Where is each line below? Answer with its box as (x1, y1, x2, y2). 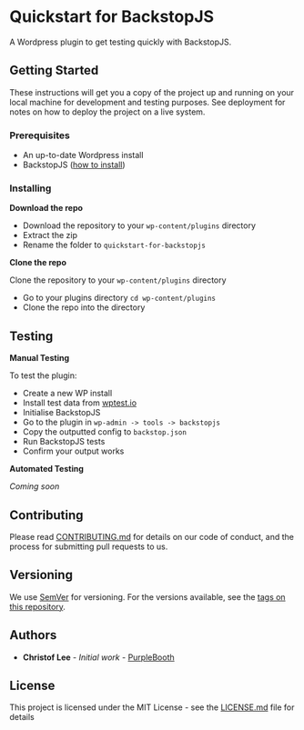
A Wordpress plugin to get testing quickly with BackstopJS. (9, 36, 232, 47)
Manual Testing (9, 353, 70, 364)
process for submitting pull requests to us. (9, 541, 168, 552)
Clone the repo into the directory (22, 302, 146, 313)
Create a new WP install (22, 388, 113, 399)
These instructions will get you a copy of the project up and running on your (9, 86, 294, 97)
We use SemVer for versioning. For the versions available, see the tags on (9, 591, 286, 602)
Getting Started (9, 63, 99, 78)
